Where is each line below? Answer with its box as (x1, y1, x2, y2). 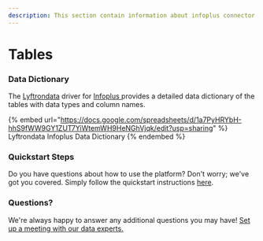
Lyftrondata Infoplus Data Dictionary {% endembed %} (8, 132, 186, 142)
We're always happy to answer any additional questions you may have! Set (8, 215, 250, 224)
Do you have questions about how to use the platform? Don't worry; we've (8, 169, 250, 179)
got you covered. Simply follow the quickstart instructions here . (8, 178, 214, 187)
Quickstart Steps (8, 151, 75, 162)
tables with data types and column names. (8, 100, 146, 109)
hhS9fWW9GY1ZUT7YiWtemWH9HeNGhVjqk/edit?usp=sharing (8, 124, 213, 133)
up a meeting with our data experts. (8, 224, 124, 233)
